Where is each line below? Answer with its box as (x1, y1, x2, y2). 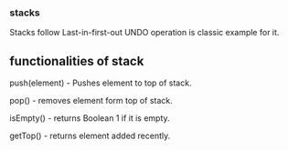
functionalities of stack (9, 53, 144, 69)
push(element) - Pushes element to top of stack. (9, 77, 192, 88)
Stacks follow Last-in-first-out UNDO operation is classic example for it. (9, 27, 280, 38)
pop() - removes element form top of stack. (9, 95, 173, 106)
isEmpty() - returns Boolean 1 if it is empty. (9, 113, 171, 124)
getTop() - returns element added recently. (9, 130, 171, 142)
